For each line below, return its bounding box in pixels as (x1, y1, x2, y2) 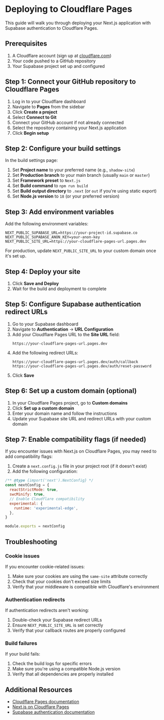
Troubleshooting (5, 537, 58, 546)
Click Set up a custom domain (12, 405, 74, 411)
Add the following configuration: (12, 468, 78, 474)
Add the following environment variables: (5, 221, 89, 227)
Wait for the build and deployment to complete (12, 286, 107, 292)
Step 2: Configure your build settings (5, 144, 121, 153)
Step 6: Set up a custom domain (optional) (5, 387, 137, 395)
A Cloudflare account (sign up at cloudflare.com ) (12, 52, 112, 58)
